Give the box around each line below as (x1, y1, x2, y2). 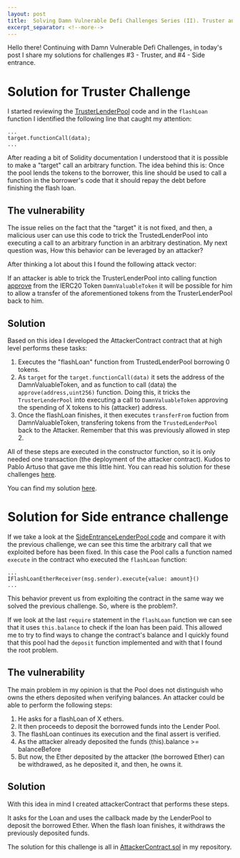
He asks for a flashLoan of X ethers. (17, 715, 124, 723)
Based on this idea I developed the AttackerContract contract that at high (7, 336, 223, 345)
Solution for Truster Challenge (7, 84, 191, 100)
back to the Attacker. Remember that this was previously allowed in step (17, 425, 231, 434)
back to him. (7, 297, 44, 306)
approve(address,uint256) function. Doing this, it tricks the (17, 388, 191, 396)
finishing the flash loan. (7, 183, 76, 193)
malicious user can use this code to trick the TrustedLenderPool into (7, 231, 209, 240)
